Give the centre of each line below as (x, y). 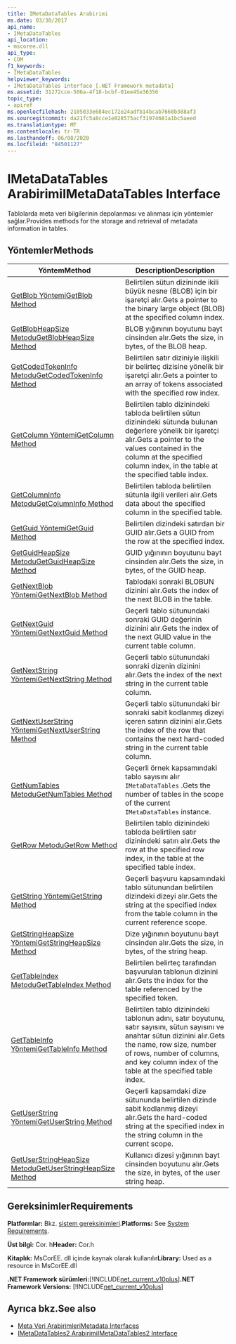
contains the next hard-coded (175, 738)
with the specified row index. (172, 393)
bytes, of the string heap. (166, 951)
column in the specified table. (174, 512)
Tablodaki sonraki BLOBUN (170, 582)
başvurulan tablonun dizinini (172, 972)
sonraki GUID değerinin (164, 619)
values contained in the (164, 448)
